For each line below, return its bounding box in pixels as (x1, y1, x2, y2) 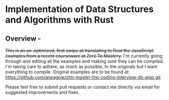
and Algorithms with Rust (5, 14, 114, 26)
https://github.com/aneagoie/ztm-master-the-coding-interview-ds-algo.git (5, 74, 161, 80)
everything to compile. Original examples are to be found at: (5, 69, 130, 75)
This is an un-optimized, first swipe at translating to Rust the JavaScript (5, 48, 154, 53)
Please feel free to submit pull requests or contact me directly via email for (5, 84, 160, 90)
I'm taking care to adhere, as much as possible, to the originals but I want (5, 64, 157, 69)
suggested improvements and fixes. (5, 89, 80, 95)
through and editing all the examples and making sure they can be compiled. (5, 58, 164, 64)
